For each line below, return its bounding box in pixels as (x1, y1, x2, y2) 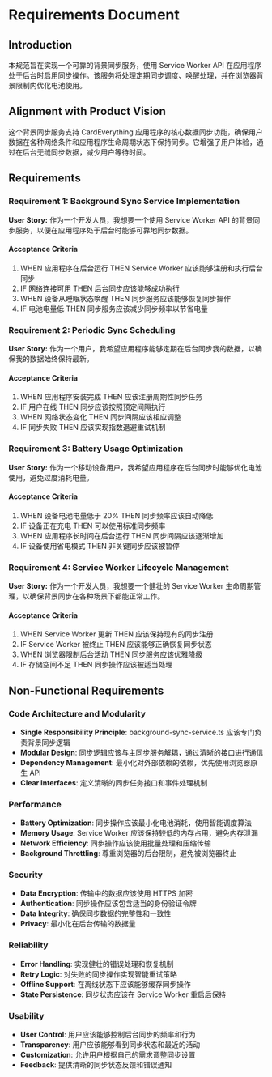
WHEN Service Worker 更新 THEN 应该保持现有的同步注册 (19, 629, 214, 639)
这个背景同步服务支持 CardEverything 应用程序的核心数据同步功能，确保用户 (8, 127, 263, 137)
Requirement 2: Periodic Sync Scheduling (8, 324, 176, 335)
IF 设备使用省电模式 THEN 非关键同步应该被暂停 (19, 541, 181, 551)
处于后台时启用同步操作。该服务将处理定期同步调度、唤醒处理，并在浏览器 (8, 70, 257, 80)
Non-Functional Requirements (8, 683, 164, 697)
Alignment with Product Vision (8, 104, 166, 118)
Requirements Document (8, 6, 181, 24)
